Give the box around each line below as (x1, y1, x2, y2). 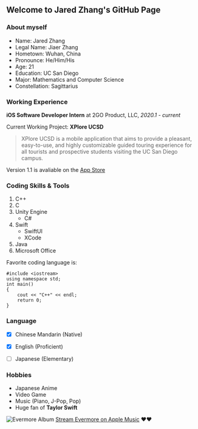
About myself (6, 23, 47, 32)
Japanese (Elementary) (15, 355, 74, 362)
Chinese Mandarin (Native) (15, 330, 83, 338)
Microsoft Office (15, 247, 56, 255)
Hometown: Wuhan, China (15, 50, 81, 57)
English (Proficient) (15, 342, 64, 350)
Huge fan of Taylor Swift (15, 404, 78, 411)
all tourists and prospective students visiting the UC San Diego (21, 147, 178, 155)
